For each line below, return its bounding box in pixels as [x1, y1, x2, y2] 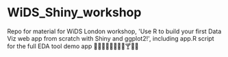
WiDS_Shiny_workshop [7, 5, 142, 20]
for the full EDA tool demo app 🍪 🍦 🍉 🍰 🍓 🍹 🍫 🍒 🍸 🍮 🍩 [7, 42, 139, 50]
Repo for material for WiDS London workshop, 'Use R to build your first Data [7, 27, 222, 35]
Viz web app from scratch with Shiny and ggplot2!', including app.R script [7, 34, 214, 42]
